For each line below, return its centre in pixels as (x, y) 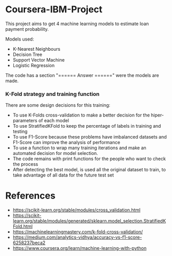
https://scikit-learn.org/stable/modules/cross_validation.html (77, 210)
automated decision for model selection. (55, 153)
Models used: (20, 39)
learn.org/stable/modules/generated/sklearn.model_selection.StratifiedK (89, 221)
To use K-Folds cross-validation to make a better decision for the (81, 115)
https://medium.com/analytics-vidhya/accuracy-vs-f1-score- (77, 238)
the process (25, 164)
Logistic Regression (34, 65)
